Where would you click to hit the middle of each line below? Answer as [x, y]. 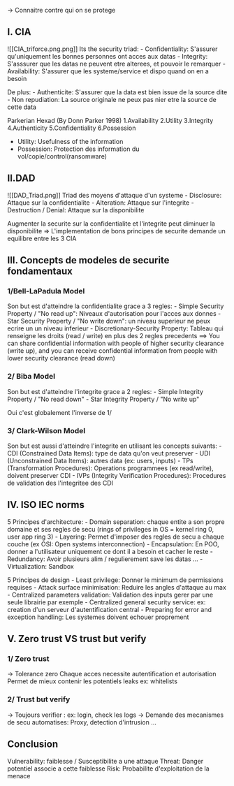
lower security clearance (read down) [61, 358]
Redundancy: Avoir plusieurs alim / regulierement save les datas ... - [105, 559]
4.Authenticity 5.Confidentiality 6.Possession [72, 128]
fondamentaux [40, 271]
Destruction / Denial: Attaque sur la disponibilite [76, 210]
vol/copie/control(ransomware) [62, 156]
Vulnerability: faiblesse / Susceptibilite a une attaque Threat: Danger [105, 761]
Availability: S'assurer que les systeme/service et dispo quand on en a [108, 71]
